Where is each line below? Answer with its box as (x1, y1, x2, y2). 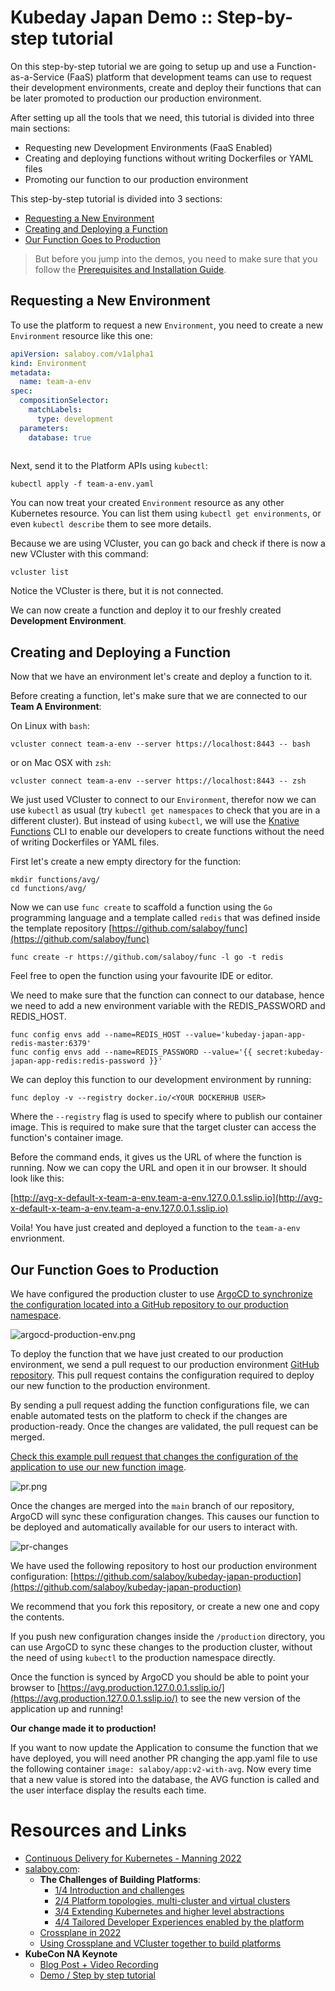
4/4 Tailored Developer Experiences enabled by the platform (54, 1916, 305, 1928)
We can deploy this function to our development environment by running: (10, 1074, 312, 1086)
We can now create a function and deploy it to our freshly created (10, 604, 282, 616)
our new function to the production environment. (10, 1380, 211, 1391)
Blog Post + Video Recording (39, 1958, 159, 1970)
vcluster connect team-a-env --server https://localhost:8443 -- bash (10, 739, 311, 750)
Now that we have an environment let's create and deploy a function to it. (10, 671, 313, 683)
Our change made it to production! (10, 1722, 157, 1734)
